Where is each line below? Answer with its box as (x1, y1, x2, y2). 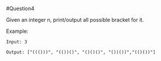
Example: (6, 28, 29, 35)
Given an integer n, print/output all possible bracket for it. (6, 16, 145, 23)
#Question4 (6, 5, 35, 12)
